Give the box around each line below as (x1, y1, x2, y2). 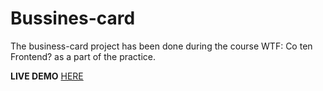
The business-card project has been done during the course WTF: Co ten (10, 40, 313, 52)
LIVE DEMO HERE (10, 70, 84, 82)
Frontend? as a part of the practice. (10, 50, 157, 62)
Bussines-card (10, 7, 136, 30)
